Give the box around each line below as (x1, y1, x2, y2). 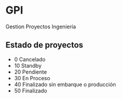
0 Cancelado (14, 55, 46, 62)
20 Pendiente (14, 68, 47, 75)
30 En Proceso (14, 74, 51, 81)
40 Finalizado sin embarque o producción (14, 81, 116, 88)
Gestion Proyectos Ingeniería (5, 23, 76, 30)
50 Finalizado (14, 87, 48, 94)
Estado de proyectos (5, 40, 84, 50)
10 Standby (14, 62, 42, 69)
